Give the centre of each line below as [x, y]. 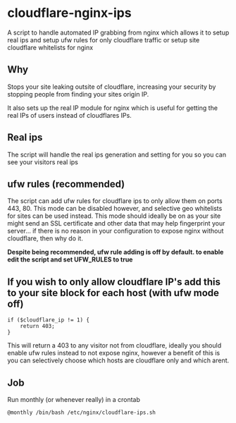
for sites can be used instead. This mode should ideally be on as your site [114, 216]
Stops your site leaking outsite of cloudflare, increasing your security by [112, 87]
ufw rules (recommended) [66, 184]
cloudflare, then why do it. [45, 238]
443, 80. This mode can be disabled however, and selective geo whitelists [115, 209]
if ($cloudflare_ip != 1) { [49, 320]
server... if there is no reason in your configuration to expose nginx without [116, 231]
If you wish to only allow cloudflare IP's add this [114, 282]
